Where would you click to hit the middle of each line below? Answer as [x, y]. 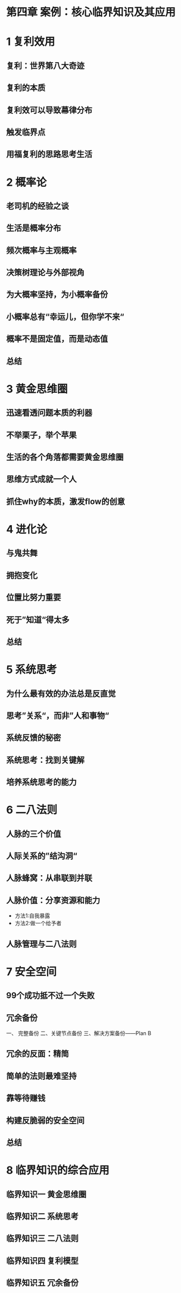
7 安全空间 [31, 972]
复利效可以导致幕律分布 [49, 110]
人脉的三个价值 [34, 834]
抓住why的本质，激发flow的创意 [65, 501]
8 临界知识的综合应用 [58, 1170]
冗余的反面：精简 [38, 1054]
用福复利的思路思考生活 [49, 154]
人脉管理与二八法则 [41, 944]
